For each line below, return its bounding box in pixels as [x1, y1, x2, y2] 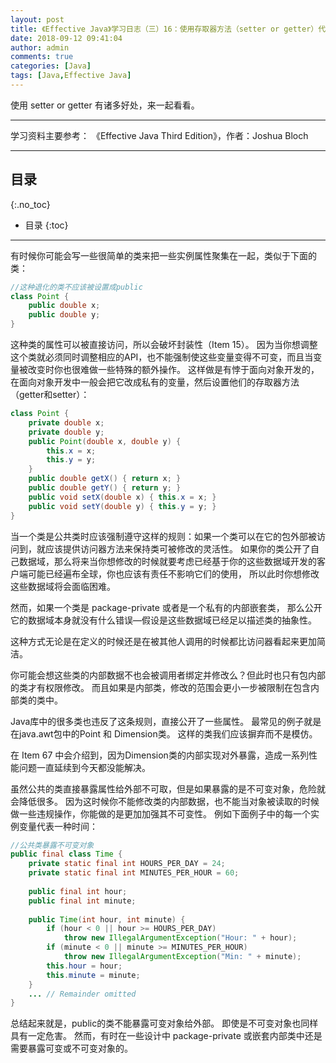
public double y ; [28, 310, 101, 320]
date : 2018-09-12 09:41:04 [10, 33, 123, 43]
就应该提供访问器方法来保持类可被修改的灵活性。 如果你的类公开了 [36, 542, 311, 555]
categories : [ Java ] [10, 61, 92, 71]
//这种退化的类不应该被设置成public [10, 282, 143, 292]
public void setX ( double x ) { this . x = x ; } [28, 492, 217, 502]
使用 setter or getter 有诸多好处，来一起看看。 [10, 99, 200, 111]
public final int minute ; [28, 896, 137, 906]
